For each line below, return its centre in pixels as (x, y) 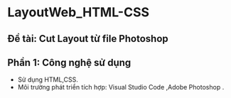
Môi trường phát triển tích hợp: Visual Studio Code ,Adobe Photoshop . (121, 87)
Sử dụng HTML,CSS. (48, 80)
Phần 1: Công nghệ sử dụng (69, 62)
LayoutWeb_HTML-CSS (79, 12)
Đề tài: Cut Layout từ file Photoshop (88, 39)
